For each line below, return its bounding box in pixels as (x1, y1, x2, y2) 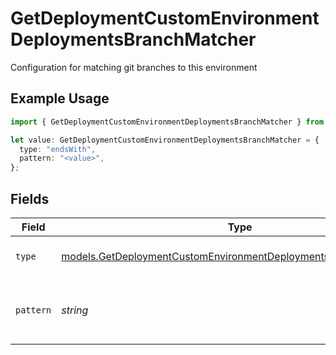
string (61, 303, 89, 317)
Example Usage (10, 90, 110, 107)
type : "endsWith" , (19, 144, 97, 154)
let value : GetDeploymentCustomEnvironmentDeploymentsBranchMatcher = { (10, 135, 320, 145)
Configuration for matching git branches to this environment (10, 61, 258, 73)
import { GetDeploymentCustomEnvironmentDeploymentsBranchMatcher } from (10, 117, 325, 127)
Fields (10, 190, 50, 207)
